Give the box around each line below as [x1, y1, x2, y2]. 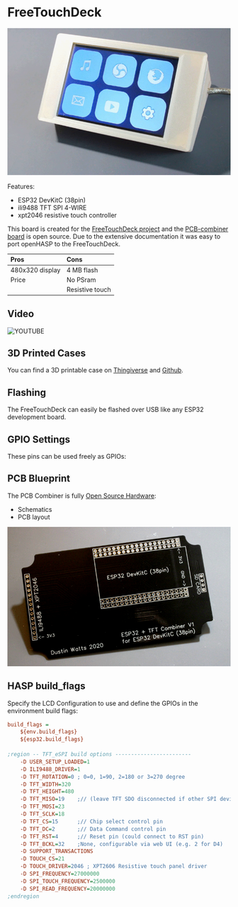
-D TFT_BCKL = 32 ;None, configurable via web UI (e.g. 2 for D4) [20, 840, 223, 848]
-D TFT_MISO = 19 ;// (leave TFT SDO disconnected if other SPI [20, 796, 217, 803]
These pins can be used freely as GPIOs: [7, 452, 127, 460]
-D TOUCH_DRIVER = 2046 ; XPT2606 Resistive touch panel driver [20, 863, 208, 870]
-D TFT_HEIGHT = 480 [20, 788, 74, 795]
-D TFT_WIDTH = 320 [20, 780, 72, 788]
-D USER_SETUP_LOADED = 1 [20, 758, 91, 765]
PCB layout [17, 513, 50, 521]
